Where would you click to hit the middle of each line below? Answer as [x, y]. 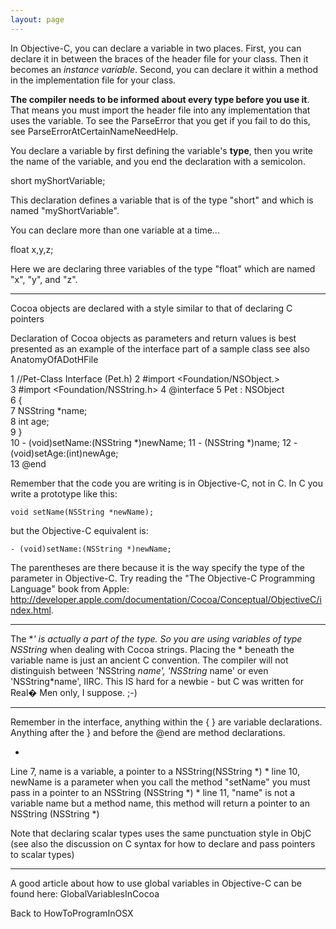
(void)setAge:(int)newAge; [64, 453]
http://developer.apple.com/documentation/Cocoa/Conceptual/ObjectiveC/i [166, 599]
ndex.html [31, 610]
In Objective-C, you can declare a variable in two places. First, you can [156, 48]
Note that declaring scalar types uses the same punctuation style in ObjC [161, 833]
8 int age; [30, 421]
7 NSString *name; [49, 410]
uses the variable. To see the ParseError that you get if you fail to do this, [160, 120]
